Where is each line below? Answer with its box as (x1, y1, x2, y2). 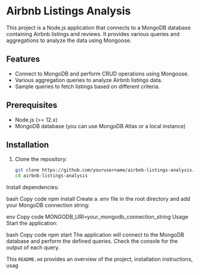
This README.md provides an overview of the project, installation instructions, (6, 256, 193, 263)
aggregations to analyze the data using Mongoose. (6, 37, 132, 44)
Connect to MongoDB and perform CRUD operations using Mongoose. (14, 70, 189, 77)
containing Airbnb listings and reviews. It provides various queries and (6, 30, 180, 37)
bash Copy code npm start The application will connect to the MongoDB (6, 231, 184, 238)
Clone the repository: (14, 156, 68, 163)
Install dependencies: (6, 184, 59, 191)
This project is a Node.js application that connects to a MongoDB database (6, 24, 191, 31)
